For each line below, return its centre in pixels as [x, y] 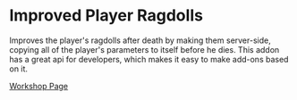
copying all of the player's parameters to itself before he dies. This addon [144, 49]
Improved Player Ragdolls [106, 16]
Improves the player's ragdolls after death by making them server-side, [140, 40]
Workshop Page [39, 86]
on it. [19, 69]
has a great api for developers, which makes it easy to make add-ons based [149, 59]
